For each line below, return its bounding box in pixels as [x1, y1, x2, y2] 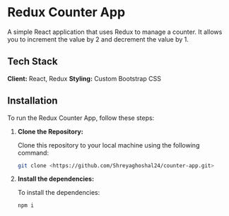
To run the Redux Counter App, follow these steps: [7, 114, 155, 122]
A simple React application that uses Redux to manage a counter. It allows [7, 28, 223, 36]
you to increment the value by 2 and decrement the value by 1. [7, 35, 189, 43]
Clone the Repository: [17, 127, 83, 136]
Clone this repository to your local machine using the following [17, 140, 200, 149]
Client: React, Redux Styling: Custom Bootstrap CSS [7, 74, 161, 83]
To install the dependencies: [17, 188, 100, 197]
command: [17, 148, 49, 157]
